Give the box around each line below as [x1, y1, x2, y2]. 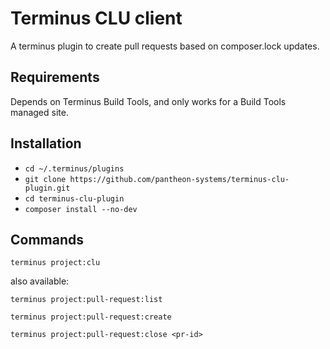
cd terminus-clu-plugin [24, 193, 125, 204]
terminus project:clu [10, 258, 101, 268]
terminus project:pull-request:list [10, 295, 163, 305]
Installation [10, 135, 82, 152]
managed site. [10, 106, 69, 118]
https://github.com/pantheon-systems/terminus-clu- [69, 174, 290, 184]
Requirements [10, 69, 100, 86]
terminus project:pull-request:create [10, 312, 172, 322]
